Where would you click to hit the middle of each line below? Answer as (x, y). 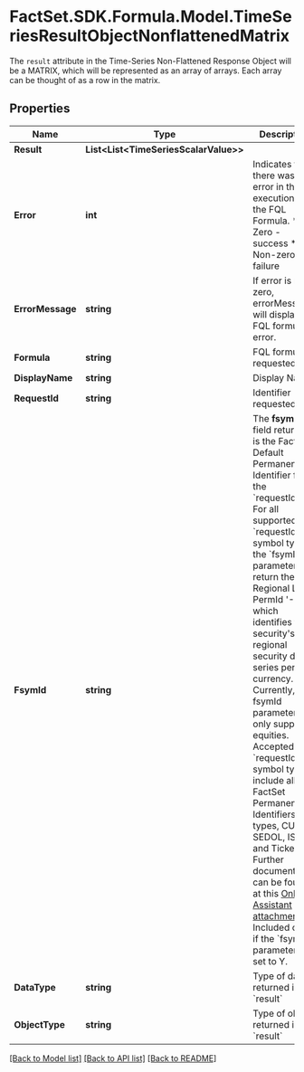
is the (264, 441)
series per (274, 667)
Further (268, 859)
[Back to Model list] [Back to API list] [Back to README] (113, 1058)
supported (275, 520)
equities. (271, 735)
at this (266, 893)
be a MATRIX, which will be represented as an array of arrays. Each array (146, 71)
